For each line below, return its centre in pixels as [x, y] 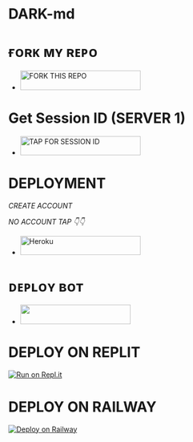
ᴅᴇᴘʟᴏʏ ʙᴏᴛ [46, 286]
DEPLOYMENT [57, 183]
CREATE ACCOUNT [40, 205]
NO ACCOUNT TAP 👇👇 [47, 221]
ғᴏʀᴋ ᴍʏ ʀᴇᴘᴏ [53, 52]
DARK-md [42, 14]
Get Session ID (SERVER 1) [97, 118]
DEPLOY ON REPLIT [74, 352]
